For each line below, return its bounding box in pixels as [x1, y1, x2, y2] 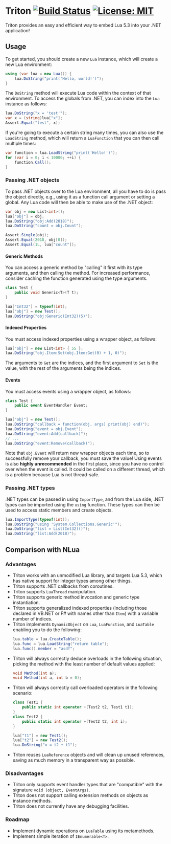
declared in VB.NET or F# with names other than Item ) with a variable [12, 610, 159, 616]
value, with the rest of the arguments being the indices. [5, 365, 121, 371]
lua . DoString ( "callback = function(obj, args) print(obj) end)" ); [5, 422, 150, 427]
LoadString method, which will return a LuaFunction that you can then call [5, 135, 160, 141]
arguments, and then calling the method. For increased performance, [5, 270, 151, 276]
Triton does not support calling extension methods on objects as [12, 792, 149, 798]
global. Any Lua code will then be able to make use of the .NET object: [5, 199, 153, 205]
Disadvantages [5, 770, 44, 777]
